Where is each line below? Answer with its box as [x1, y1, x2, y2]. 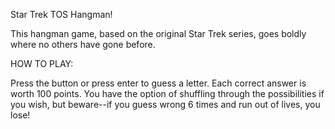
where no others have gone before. [10, 39, 156, 50]
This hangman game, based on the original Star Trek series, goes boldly [10, 28, 307, 39]
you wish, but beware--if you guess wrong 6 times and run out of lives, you [10, 99, 321, 110]
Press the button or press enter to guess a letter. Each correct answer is [10, 77, 307, 89]
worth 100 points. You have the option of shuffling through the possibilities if [10, 88, 325, 99]
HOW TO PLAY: [10, 58, 74, 69]
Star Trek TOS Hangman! [10, 9, 113, 20]
